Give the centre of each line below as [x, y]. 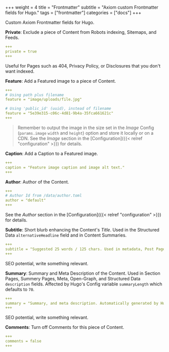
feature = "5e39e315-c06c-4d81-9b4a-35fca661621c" [59, 113]
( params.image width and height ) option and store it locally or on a [86, 133]
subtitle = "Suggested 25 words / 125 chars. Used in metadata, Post [80, 249]
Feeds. [12, 38]
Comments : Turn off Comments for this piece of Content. [65, 327]
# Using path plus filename [35, 95]
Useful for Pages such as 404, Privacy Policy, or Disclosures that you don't [83, 66]
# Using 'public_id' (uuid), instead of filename [58, 109]
